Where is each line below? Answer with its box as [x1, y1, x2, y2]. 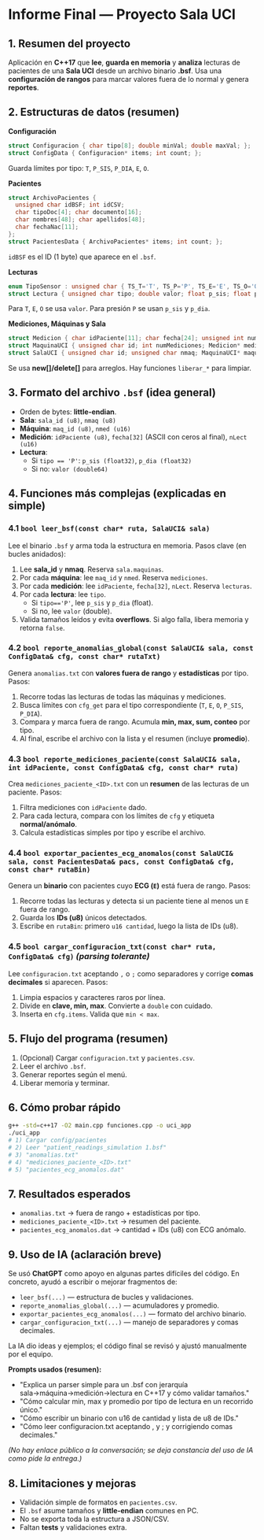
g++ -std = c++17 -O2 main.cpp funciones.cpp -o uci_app [8, 1122, 192, 1130]
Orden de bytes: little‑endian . [19, 407, 117, 416]
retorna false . [19, 623, 65, 632]
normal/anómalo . [19, 820, 77, 829]
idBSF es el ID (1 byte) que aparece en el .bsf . [8, 252, 156, 261]
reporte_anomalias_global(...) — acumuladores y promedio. [19, 1301, 220, 1310]
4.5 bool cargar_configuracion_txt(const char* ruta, [8, 941, 217, 952]
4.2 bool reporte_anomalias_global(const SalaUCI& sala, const [8, 642, 254, 653]
